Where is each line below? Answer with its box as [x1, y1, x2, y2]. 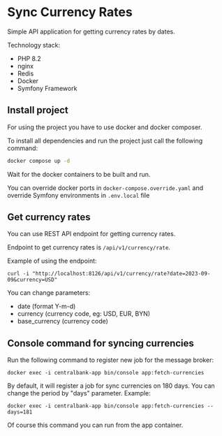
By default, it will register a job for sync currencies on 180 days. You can [7, 381, 215, 390]
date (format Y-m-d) [17, 302, 76, 311]
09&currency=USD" [7, 277, 58, 284]
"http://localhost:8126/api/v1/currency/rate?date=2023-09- [32, 270, 211, 277]
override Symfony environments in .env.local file [7, 191, 150, 199]
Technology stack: [7, 41, 61, 49]
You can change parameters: [7, 289, 91, 297]
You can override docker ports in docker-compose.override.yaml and [7, 183, 204, 192]
